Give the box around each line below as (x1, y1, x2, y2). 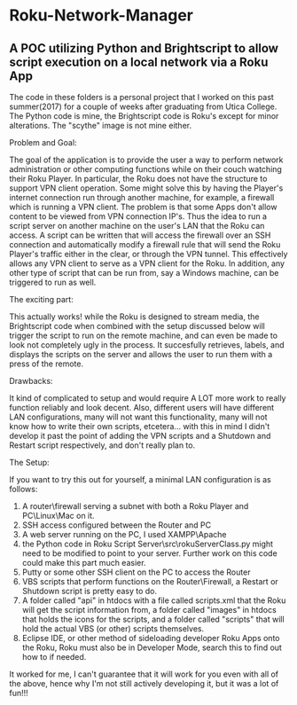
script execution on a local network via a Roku (9, 54, 269, 69)
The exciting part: (9, 294, 74, 304)
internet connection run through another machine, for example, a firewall (9, 192, 275, 202)
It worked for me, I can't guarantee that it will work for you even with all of (9, 669, 279, 679)
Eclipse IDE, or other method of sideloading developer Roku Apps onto (21, 633, 280, 643)
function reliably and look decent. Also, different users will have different (9, 403, 275, 412)
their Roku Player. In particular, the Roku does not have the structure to (9, 174, 268, 184)
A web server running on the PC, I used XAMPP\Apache (21, 529, 227, 539)
